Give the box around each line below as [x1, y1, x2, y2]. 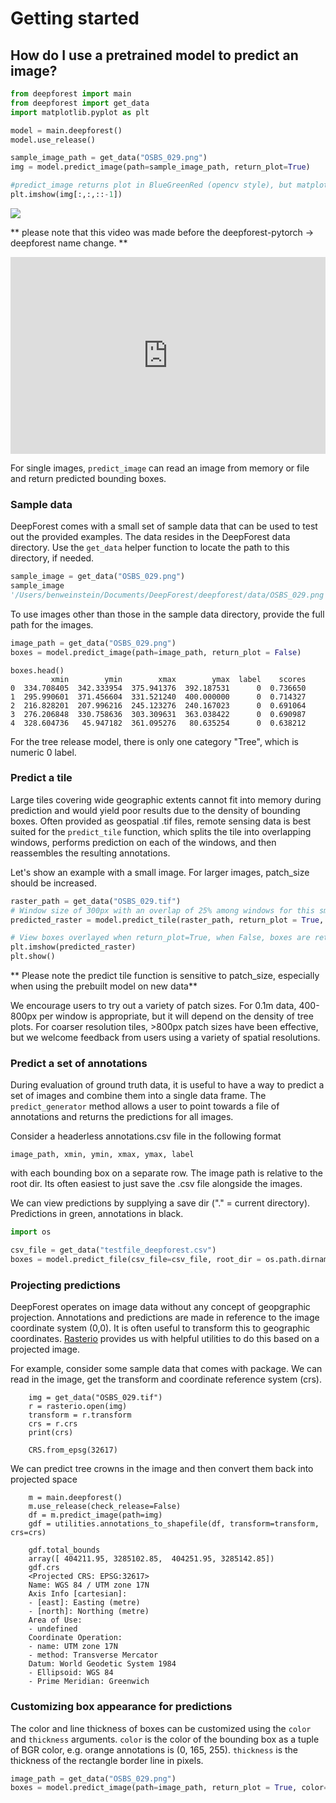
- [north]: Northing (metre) [28, 1607, 150, 1617]
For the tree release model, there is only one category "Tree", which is [10, 735, 299, 747]
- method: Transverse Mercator [28, 1650, 159, 1661]
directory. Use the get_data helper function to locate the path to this [10, 542, 290, 554]
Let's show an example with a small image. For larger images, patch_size [10, 866, 310, 878]
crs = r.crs [28, 1419, 78, 1429]
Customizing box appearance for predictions [10, 1700, 233, 1714]
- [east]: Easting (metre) [28, 1598, 141, 1608]
